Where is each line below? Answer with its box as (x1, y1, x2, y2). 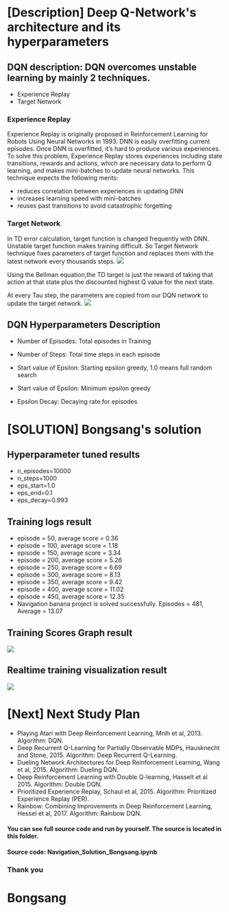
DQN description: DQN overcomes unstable (7, 61, 197, 73)
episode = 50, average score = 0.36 (16, 534, 119, 542)
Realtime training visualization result (7, 664, 167, 676)
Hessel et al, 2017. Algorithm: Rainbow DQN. (16, 809, 142, 817)
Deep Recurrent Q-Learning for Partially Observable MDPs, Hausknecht (16, 743, 220, 752)
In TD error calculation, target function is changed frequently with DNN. (7, 235, 209, 243)
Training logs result (7, 516, 92, 527)
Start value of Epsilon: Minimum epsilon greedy (16, 384, 151, 392)
